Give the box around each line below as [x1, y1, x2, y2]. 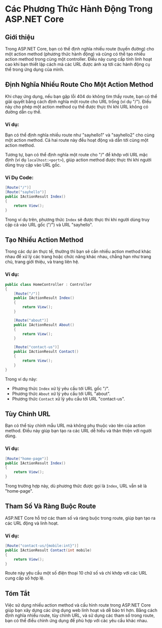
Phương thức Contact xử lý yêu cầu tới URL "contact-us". [12, 396, 125, 401]
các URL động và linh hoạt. [5, 520, 59, 526]
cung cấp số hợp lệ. [5, 575, 45, 581]
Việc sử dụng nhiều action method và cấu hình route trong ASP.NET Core [5, 602, 151, 608]
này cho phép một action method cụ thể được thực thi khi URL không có [5, 103, 148, 110]
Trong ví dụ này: [5, 376, 38, 382]
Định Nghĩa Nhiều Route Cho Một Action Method [5, 81, 154, 89]
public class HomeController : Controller [5, 282, 92, 287]
